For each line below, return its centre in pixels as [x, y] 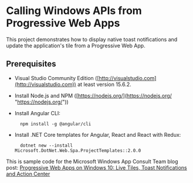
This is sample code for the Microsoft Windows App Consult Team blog [92, 161]
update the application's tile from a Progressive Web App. [76, 46]
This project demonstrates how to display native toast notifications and [92, 39]
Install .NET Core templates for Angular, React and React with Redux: [98, 134]
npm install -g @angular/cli [56, 124]
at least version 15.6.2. [104, 84]
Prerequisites [31, 64]
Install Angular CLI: [37, 113]
